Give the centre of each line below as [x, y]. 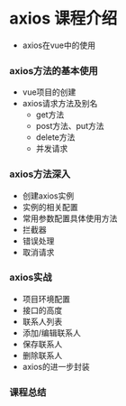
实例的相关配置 [50, 207]
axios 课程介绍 [63, 18]
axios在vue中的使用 [59, 45]
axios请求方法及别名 [60, 104]
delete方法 [55, 137]
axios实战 [31, 278]
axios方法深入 [40, 174]
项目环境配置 [46, 299]
